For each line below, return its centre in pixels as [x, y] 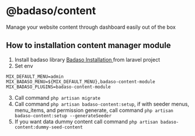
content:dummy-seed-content [48, 127]
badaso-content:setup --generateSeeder [63, 115]
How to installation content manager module [88, 45]
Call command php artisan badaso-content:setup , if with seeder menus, [102, 104]
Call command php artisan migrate [58, 97]
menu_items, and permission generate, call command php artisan [94, 110]
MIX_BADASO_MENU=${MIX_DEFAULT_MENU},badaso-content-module [81, 81]
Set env [24, 66]
